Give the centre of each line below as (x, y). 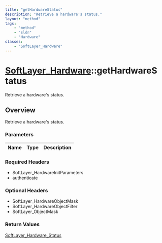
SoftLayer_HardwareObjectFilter (45, 207)
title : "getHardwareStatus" (34, 10)
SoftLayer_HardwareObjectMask (45, 201)
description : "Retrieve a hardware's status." (54, 14)
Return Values (22, 224)
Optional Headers (27, 190)
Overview (20, 110)
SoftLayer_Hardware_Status (33, 235)
